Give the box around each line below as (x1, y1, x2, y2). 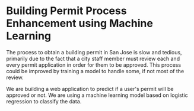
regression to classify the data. (6, 97, 82, 105)
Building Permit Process (6, 4, 127, 18)
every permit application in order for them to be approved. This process (6, 61, 182, 68)
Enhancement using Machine (6, 17, 153, 30)
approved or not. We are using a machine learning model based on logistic (6, 92, 188, 99)
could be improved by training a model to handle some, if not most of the (6, 67, 185, 74)
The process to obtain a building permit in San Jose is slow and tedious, (6, 48, 182, 56)
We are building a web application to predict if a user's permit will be (6, 85, 174, 92)
